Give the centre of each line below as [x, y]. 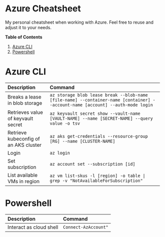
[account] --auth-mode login [119, 105]
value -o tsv [65, 123]
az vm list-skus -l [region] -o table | [98, 176]
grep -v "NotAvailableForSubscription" [96, 181]
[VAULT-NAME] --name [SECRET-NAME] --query [101, 118]
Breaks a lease [25, 97]
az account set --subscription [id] [93, 164]
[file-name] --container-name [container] [100, 100]
